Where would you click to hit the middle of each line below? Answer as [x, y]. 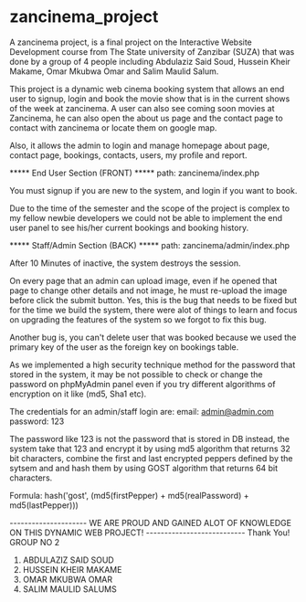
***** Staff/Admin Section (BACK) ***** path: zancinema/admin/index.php [150, 245]
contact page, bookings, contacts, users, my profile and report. [128, 155]
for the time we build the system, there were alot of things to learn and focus [153, 310]
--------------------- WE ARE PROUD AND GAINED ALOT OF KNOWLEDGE [151, 523]
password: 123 [37, 421]
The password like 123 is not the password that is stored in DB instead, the [150, 438]
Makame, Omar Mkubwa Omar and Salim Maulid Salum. [114, 71]
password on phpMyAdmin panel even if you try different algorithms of [142, 384]
